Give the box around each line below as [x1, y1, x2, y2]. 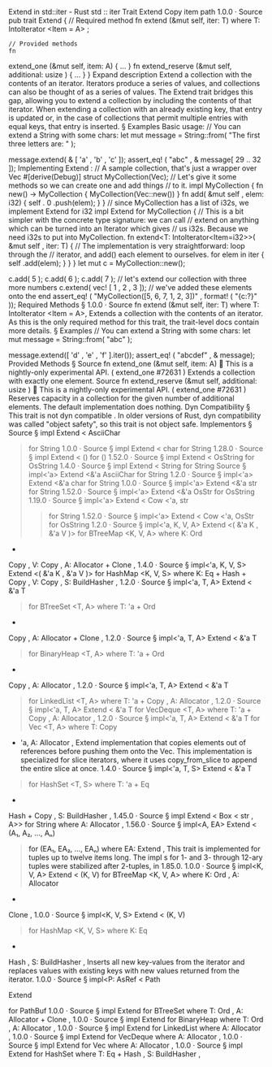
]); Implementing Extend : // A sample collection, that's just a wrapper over [8, 163, 257, 173]
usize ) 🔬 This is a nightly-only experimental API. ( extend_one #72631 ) [8, 385, 247, 394]
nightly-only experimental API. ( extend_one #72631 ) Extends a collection [8, 367, 256, 377]
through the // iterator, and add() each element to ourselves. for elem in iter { [8, 249, 265, 259]
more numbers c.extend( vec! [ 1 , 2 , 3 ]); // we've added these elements [8, 283, 253, 292]
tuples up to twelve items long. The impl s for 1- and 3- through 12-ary [28, 852, 263, 862]
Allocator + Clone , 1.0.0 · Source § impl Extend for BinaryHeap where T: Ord [8, 1015, 264, 1024]
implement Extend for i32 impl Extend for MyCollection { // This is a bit [8, 206, 244, 216]
